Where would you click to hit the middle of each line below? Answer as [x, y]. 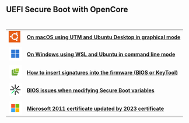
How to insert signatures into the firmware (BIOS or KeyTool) [102, 72]
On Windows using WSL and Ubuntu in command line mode [101, 54]
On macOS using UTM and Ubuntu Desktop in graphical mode [104, 37]
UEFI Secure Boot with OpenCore [67, 10]
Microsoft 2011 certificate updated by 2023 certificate [96, 108]
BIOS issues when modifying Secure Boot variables [91, 90]
